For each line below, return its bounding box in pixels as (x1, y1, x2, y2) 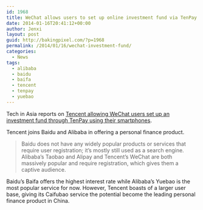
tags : (6, 59, 20, 66)
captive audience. (21, 166, 66, 173)
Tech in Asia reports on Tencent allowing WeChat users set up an (6, 110, 170, 117)
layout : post (6, 32, 40, 38)
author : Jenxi (6, 25, 43, 32)
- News (12, 54, 29, 60)
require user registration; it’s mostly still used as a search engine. (21, 146, 184, 154)
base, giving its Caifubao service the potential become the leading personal (6, 191, 196, 198)
